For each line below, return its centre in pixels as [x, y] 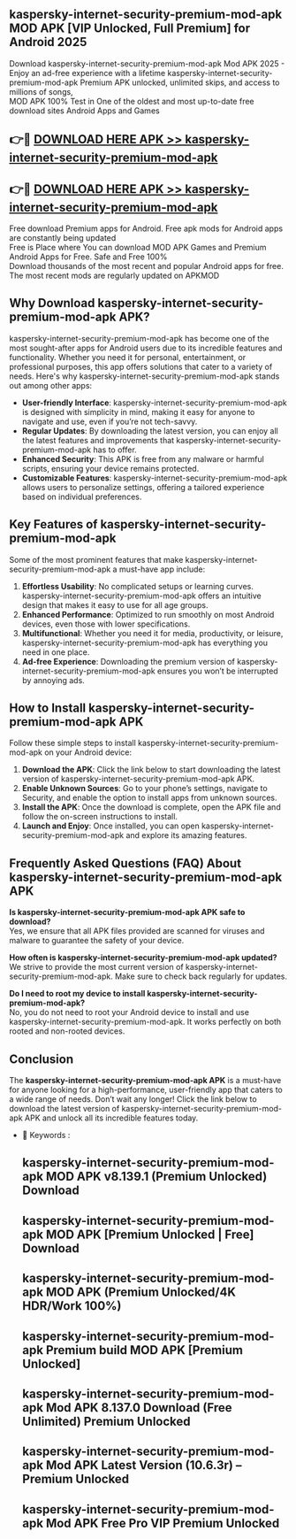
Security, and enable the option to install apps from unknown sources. [149, 798]
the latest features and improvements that [98, 440]
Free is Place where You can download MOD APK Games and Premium [138, 248]
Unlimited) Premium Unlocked [106, 1422]
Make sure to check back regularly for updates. [201, 976]
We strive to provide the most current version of [96, 967]
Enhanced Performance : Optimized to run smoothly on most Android [148, 614]
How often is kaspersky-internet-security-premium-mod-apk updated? [143, 958]
